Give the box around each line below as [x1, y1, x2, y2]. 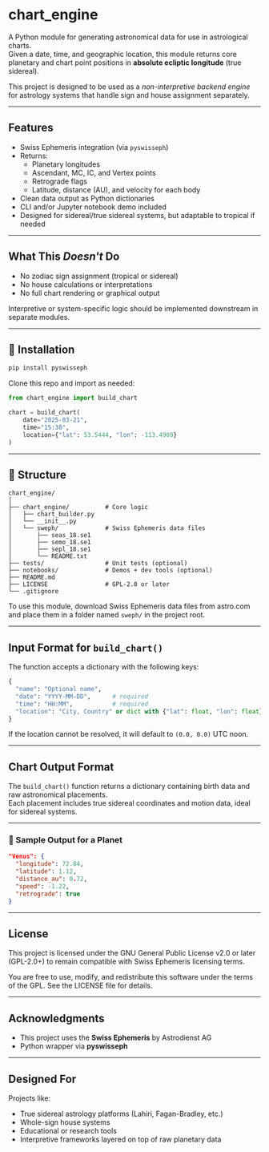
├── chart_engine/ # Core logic [8, 503, 149, 511]
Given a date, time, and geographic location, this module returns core [8, 49, 238, 59]
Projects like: [8, 1093, 51, 1103]
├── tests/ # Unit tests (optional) [8, 560, 188, 568]
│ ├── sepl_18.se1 [8, 545, 91, 554]
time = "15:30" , [22, 423, 70, 431]
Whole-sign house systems [19, 1118, 110, 1127]
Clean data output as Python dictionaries [19, 193, 155, 203]
